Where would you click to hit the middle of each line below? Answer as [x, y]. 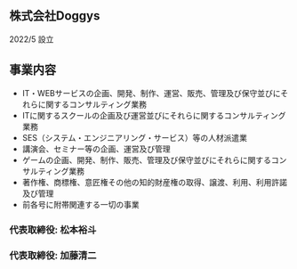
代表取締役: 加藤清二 [53, 256]
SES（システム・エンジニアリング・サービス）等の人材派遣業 [134, 137]
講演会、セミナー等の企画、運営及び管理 [96, 149]
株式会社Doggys [55, 16]
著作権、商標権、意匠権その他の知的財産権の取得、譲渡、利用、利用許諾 [154, 182]
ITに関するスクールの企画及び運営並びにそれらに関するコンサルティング [154, 115]
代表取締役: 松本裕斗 [53, 230]
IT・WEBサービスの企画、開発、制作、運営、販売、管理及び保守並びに [151, 93]
